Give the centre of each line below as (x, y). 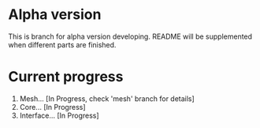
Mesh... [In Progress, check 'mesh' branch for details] (107, 98)
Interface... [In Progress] (59, 115)
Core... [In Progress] (52, 107)
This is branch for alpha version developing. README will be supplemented (130, 36)
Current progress (66, 77)
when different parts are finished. (62, 44)
